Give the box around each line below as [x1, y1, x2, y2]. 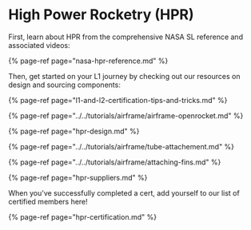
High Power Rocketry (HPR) [8, 6, 194, 24]
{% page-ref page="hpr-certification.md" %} [8, 212, 157, 221]
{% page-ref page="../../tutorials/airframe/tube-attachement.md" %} [8, 141, 234, 151]
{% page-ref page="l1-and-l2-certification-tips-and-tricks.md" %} [8, 95, 228, 105]
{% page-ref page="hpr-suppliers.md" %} [8, 172, 148, 182]
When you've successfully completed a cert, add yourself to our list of [8, 188, 240, 197]
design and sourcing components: [8, 80, 122, 89]
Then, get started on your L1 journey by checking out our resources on [8, 71, 241, 81]
